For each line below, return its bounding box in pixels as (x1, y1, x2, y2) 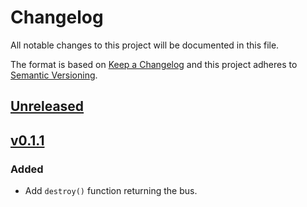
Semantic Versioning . (10, 69, 98, 81)
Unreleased (10, 98, 85, 115)
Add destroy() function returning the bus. (24, 185, 198, 197)
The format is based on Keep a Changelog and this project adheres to (10, 58, 298, 70)
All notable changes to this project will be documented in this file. (10, 39, 280, 51)
